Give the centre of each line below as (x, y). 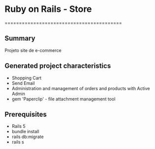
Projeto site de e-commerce (33, 50)
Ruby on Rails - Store (48, 9)
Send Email (23, 83)
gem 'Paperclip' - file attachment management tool (63, 99)
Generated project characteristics (58, 66)
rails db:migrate (28, 137)
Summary (20, 38)
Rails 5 (19, 126)
